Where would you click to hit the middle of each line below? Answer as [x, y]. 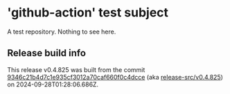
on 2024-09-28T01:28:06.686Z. [53, 84]
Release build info [47, 53]
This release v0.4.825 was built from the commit [76, 69]
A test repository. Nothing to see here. [62, 32]
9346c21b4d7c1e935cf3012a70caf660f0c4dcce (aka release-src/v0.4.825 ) [115, 77]
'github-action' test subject [88, 13]
